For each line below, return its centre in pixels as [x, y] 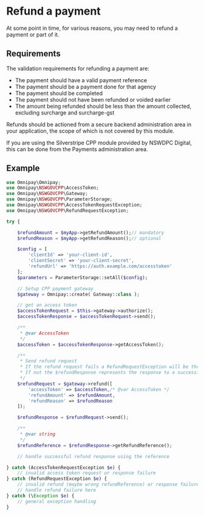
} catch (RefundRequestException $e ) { [57, 479]
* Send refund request [49, 361]
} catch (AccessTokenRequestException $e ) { [63, 467]
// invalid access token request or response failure [87, 473]
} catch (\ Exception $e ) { [40, 496]
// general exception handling [57, 501]
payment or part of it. [33, 34]
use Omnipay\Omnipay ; [34, 182]
